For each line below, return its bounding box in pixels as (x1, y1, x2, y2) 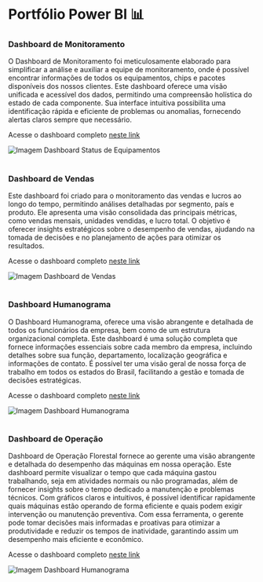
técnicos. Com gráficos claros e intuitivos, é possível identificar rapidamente (8, 493, 256, 503)
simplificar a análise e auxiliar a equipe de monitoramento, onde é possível (8, 65, 250, 75)
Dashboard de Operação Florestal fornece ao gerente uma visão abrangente (8, 452, 255, 461)
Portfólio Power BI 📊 (8, 5, 145, 24)
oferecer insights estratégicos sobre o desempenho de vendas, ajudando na (8, 225, 255, 234)
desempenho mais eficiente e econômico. (8, 535, 144, 544)
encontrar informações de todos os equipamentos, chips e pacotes (8, 73, 226, 82)
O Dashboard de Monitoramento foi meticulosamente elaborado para (8, 57, 232, 66)
